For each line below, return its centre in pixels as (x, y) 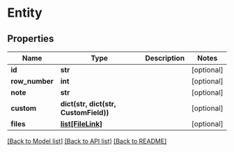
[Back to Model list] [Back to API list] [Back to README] (87, 141)
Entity (25, 13)
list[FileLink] (81, 124)
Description (165, 58)
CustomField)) (85, 113)
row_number (32, 81)
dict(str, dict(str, (88, 104)
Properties (31, 39)
